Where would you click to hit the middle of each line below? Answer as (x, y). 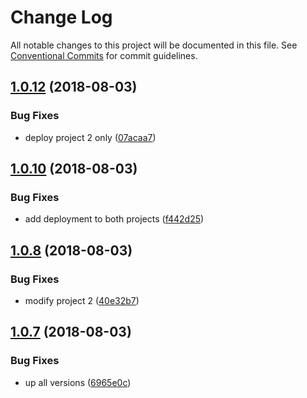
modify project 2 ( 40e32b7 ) (82, 300)
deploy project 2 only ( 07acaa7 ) (90, 137)
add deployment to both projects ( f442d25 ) (114, 219)
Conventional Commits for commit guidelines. (104, 55)
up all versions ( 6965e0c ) (78, 382)
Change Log (61, 17)
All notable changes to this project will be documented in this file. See (154, 45)
